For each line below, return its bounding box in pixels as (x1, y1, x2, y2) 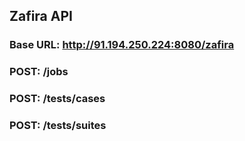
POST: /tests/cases (9, 92, 106, 106)
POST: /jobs (9, 65, 69, 79)
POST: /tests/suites (9, 119, 107, 133)
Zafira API (9, 8, 73, 25)
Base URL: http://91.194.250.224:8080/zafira (9, 38, 235, 52)
